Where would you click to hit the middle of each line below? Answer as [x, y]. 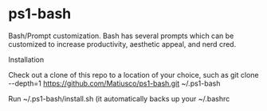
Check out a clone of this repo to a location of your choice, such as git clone [133, 75]
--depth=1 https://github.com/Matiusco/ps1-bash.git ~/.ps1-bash [114, 83]
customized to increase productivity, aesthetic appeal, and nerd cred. [122, 44]
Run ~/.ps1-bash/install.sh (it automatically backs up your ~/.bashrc [119, 98]
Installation [26, 59]
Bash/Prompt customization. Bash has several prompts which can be [121, 36]
